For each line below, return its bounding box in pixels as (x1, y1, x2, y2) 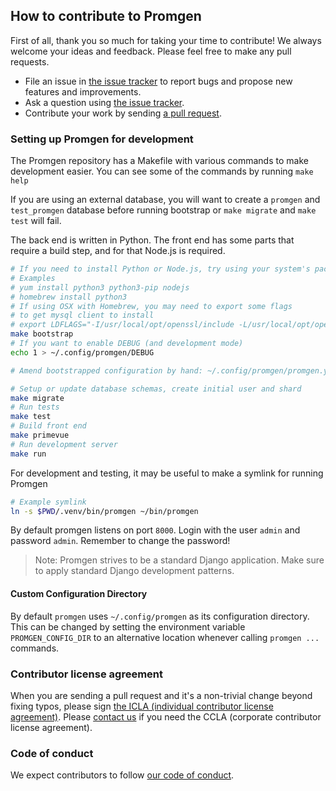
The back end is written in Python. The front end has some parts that (10, 234, 295, 246)
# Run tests (10, 402, 60, 413)
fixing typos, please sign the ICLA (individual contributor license (10, 700, 274, 712)
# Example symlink (10, 497, 87, 507)
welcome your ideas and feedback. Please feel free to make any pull (10, 45, 292, 57)
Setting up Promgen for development (10, 132, 194, 146)
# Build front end (10, 421, 87, 431)
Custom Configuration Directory (10, 588, 148, 600)
